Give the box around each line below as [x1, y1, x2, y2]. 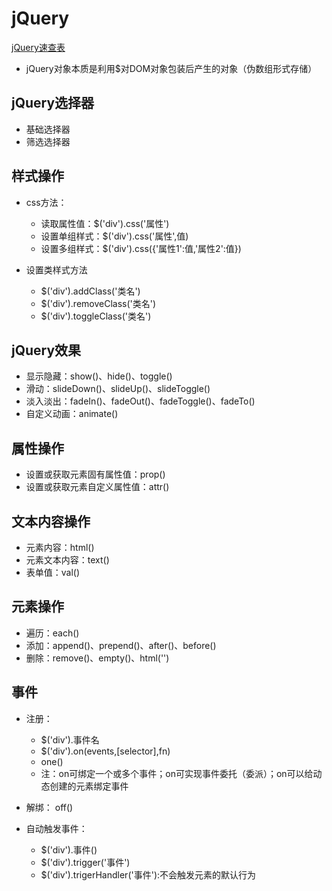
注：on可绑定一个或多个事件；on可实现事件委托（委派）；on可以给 [40, 767, 314, 779]
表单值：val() [25, 567, 81, 578]
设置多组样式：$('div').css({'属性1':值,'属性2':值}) [40, 242, 242, 254]
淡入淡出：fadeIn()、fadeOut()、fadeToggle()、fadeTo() [25, 395, 256, 407]
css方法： [25, 196, 68, 208]
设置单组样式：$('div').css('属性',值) [40, 230, 189, 242]
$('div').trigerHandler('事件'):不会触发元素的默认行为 [40, 868, 257, 881]
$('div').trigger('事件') [40, 856, 131, 868]
